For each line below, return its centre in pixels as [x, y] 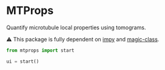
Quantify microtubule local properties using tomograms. [76, 27]
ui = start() [23, 61]
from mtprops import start [40, 50]
